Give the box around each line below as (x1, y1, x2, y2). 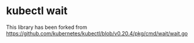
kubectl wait (6, 4, 68, 18)
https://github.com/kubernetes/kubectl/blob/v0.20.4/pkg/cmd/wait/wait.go (6, 29, 188, 37)
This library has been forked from (6, 24, 87, 31)
